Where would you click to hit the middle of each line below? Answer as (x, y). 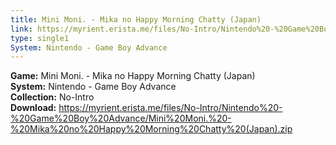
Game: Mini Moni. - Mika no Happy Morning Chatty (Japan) (133, 76)
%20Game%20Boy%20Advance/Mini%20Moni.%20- (121, 118)
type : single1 (40, 38)
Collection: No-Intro (52, 97)
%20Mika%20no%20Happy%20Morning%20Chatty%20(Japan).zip (151, 129)
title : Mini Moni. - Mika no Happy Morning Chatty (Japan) (136, 19)
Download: (33, 108)
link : (21, 29)
